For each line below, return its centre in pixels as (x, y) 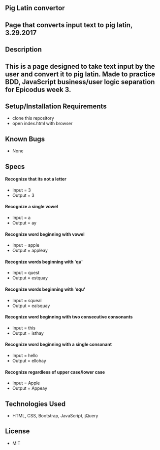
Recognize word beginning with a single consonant (59, 344)
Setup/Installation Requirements (56, 106)
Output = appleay (30, 250)
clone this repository (33, 118)
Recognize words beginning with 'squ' (45, 289)
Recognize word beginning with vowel (45, 234)
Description (23, 50)
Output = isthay (28, 333)
